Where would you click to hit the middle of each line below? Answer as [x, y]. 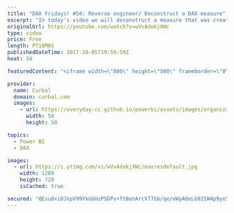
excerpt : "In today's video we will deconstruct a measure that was [109, 20]
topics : [18, 135]
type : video [24, 33]
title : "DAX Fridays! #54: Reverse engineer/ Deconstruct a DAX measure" [117, 14]
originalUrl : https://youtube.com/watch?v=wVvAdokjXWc [88, 26]
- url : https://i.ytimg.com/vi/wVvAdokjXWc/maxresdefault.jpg [106, 167]
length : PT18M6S [31, 46]
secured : [20, 198]
